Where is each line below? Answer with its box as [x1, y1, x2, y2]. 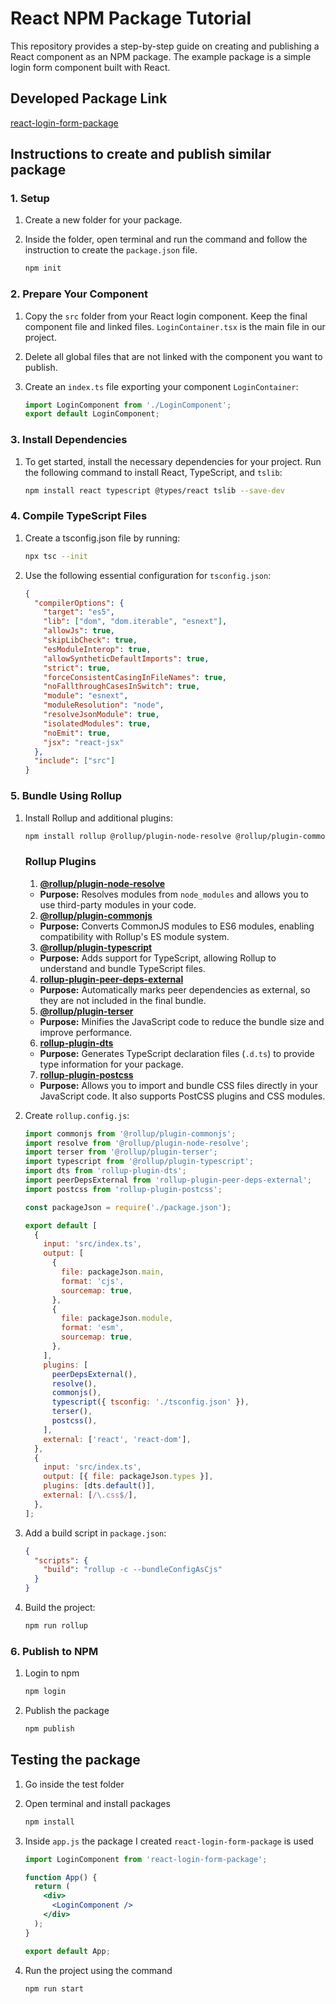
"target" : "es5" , [43, 607, 116, 617]
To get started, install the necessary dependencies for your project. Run [24, 455, 322, 467]
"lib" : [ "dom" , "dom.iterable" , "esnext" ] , [43, 617, 228, 627]
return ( [34, 1882, 71, 1892]
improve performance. [39, 1026, 133, 1038]
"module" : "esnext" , [43, 691, 129, 701]
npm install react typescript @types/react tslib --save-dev [24, 485, 286, 496]
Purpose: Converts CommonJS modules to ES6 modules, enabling [39, 920, 315, 932]
